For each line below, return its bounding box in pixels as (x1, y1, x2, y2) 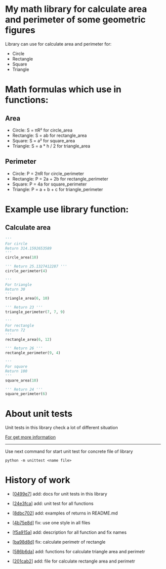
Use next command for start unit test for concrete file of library (5, 448, 133, 454)
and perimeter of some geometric (5, 14, 146, 25)
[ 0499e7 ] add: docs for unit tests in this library (12, 491, 108, 497)
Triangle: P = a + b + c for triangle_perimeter (12, 186, 103, 192)
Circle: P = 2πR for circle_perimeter (12, 170, 84, 177)
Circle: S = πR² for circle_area (12, 127, 73, 133)
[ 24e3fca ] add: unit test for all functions (12, 501, 94, 506)
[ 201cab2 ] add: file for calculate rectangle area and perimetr (12, 558, 135, 564)
